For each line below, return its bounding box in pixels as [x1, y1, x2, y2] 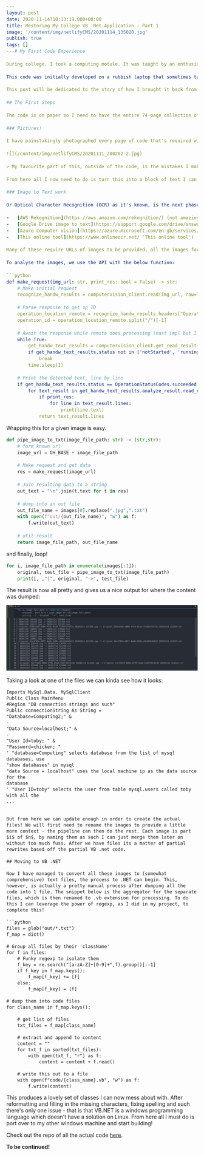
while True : [17, 336, 47, 342]
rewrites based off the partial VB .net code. [6, 846, 126, 853]
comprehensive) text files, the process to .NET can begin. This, [6, 876, 178, 883]
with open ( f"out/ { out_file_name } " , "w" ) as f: [17, 514, 137, 520]
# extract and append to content [17, 1034, 102, 1041]
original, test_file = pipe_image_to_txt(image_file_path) [17, 569, 170, 575]
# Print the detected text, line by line [17, 375, 123, 381]
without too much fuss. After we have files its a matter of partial [6, 840, 186, 847]
